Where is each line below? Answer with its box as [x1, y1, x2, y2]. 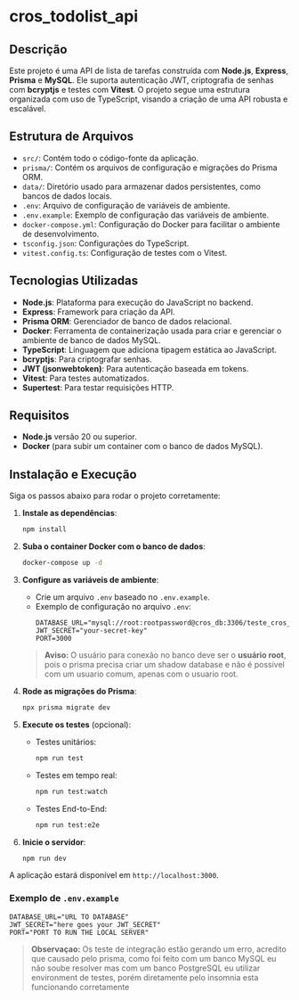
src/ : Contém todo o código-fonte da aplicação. [21, 152, 198, 163]
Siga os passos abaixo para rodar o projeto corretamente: [9, 490, 221, 501]
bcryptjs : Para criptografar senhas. [21, 354, 153, 365]
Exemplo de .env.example [9, 892, 119, 905]
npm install [21, 525, 67, 534]
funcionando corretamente [30, 981, 130, 992]
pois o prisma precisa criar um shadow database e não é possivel [44, 660, 285, 669]
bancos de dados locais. [21, 190, 113, 201]
